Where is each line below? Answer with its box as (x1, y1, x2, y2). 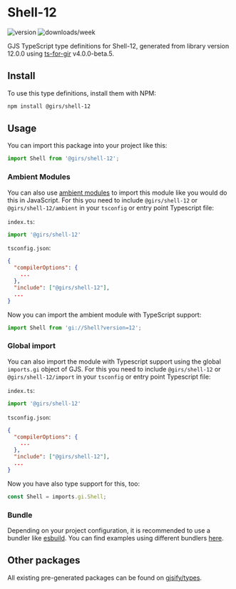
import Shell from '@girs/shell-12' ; (7, 155, 120, 163)
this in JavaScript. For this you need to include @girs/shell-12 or (7, 195, 198, 204)
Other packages (7, 554, 81, 567)
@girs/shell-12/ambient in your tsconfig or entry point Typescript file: (7, 203, 214, 212)
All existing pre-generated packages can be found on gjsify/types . (7, 573, 202, 582)
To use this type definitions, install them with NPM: (7, 88, 157, 97)
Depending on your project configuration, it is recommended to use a (7, 526, 210, 535)
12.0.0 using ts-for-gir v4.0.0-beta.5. (7, 49, 115, 58)
